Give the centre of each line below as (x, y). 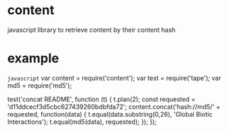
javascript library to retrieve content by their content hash (92, 30)
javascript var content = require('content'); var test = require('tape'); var (114, 78)
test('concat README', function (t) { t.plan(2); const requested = (102, 99)
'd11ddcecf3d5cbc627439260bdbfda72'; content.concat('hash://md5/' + (114, 106)
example (33, 58)
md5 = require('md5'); (40, 85)
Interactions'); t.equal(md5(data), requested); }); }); (82, 122)
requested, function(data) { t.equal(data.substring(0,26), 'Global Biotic (110, 114)
